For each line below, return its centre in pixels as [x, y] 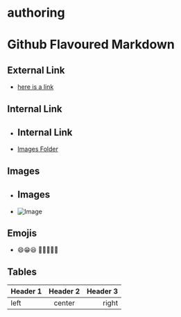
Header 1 [26, 291]
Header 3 [102, 291]
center [64, 303]
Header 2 [64, 291]
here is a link [35, 87]
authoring [36, 13]
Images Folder [38, 149]
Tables [22, 271]
